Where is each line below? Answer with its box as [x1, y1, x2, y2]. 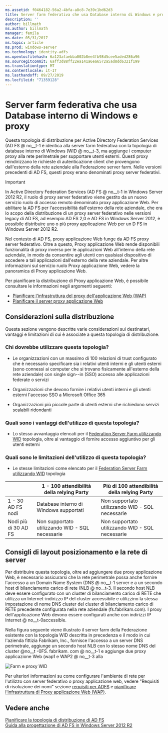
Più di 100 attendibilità [103, 483, 158, 490]
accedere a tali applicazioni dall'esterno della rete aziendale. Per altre [5, 257, 148, 263]
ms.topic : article [5, 40, 43, 45]
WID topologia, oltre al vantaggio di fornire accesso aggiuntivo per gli [12, 436, 155, 442]
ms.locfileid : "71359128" [5, 77, 59, 82]
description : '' [5, 17, 39, 22]
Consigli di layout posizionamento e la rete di [5, 547, 148, 556]
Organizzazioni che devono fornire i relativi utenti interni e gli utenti [12, 386, 151, 392]
